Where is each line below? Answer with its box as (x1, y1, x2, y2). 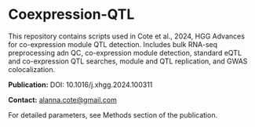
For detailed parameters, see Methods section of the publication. (8, 110, 218, 119)
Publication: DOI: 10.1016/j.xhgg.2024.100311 (8, 80, 153, 89)
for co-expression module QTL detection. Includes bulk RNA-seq (8, 39, 218, 49)
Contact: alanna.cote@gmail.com (8, 95, 118, 104)
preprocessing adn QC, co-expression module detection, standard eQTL (8, 48, 242, 57)
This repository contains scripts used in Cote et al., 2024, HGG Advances (8, 31, 246, 41)
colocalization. (8, 64, 56, 74)
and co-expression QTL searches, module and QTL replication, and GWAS (8, 56, 248, 66)
